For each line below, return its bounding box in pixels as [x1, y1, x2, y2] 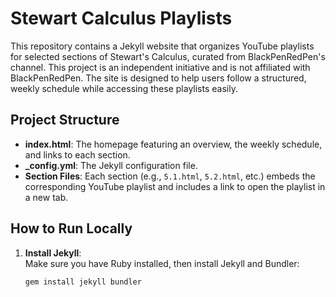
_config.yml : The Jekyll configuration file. [24, 159, 198, 171]
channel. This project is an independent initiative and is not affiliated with [10, 61, 311, 73]
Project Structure [10, 112, 120, 129]
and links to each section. [24, 148, 131, 161]
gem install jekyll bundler [24, 277, 142, 287]
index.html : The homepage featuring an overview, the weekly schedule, [24, 138, 323, 150]
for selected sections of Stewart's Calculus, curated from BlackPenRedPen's [10, 50, 326, 62]
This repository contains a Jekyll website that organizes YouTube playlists [10, 40, 315, 52]
